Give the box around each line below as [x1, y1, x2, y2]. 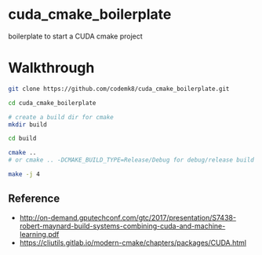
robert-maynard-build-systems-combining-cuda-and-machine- [19, 221, 226, 231]
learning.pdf [19, 229, 60, 239]
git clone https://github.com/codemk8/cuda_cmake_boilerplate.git [8, 85, 230, 93]
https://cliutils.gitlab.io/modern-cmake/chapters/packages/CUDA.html [19, 238, 247, 247]
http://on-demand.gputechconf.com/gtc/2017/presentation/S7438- [19, 213, 237, 222]
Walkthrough [8, 59, 95, 77]
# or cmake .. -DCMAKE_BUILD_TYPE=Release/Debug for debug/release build [8, 156, 255, 164]
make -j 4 [8, 170, 41, 178]
